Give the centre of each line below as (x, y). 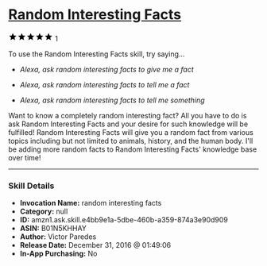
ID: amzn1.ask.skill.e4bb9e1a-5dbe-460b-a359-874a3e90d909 (124, 220)
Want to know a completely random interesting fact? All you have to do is (128, 115)
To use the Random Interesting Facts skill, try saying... (97, 54)
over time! (25, 157)
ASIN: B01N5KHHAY (53, 229)
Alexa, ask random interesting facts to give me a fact (107, 69)
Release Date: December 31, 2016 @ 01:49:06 (95, 245)
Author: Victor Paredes (58, 237)
